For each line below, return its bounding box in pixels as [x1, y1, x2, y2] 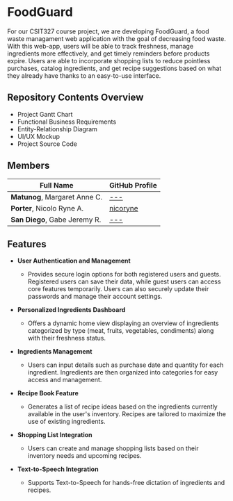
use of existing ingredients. [27, 418, 106, 426]
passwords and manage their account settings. [27, 293, 163, 301]
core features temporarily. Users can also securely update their [27, 285, 209, 293]
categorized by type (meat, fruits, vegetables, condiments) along [27, 327, 214, 335]
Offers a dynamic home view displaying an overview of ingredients [27, 319, 219, 327]
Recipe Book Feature [17, 389, 79, 397]
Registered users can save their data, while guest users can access [27, 277, 221, 286]
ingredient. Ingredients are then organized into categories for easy [27, 368, 218, 377]
